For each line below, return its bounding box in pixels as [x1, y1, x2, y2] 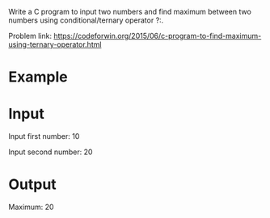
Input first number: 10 [8, 132, 80, 141]
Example [8, 68, 68, 86]
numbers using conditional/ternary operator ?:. [8, 15, 164, 25]
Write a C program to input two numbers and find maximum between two [8, 7, 252, 16]
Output [8, 175, 57, 194]
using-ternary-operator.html [8, 40, 102, 49]
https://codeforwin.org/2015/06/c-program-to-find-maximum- [53, 31, 262, 40]
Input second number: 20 [8, 147, 93, 157]
